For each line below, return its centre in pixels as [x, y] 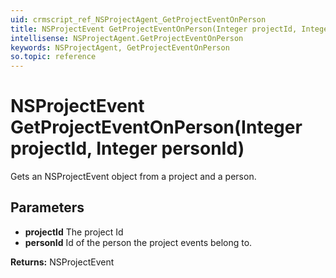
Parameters [47, 207]
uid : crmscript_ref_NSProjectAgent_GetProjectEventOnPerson [138, 19]
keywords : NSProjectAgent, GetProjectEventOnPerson [120, 47]
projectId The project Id [74, 232]
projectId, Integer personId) [127, 148]
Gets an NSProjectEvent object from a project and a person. [133, 177]
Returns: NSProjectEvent [62, 262]
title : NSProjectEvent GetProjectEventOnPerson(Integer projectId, [154, 29]
